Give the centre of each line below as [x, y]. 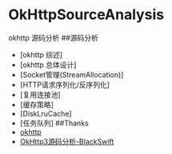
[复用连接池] [40, 94]
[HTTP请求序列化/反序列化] [65, 85]
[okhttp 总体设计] [48, 65]
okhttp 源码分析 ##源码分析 [53, 38]
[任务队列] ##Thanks [54, 123]
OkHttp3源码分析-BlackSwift [67, 141]
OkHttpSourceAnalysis [86, 15]
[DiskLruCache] [46, 113]
